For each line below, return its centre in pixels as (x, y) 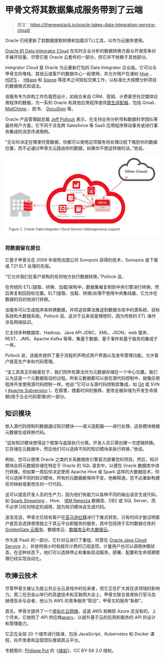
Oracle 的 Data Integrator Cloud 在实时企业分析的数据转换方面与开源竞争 (78, 51)
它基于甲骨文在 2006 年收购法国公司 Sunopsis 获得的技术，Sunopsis (74, 260)
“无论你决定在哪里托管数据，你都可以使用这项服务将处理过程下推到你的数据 (82, 142)
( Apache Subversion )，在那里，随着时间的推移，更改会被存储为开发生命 (79, 390)
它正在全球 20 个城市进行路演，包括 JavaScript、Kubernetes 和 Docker (77, 634)
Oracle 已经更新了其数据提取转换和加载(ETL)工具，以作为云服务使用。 (76, 40)
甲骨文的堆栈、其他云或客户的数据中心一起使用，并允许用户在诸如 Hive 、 (80, 73)
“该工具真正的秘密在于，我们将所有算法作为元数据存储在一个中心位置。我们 (82, 372)
